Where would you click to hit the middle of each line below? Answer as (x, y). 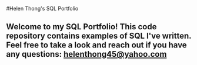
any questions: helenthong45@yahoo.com (86, 54)
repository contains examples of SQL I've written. (99, 36)
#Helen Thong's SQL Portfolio (42, 8)
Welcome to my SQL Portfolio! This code (81, 27)
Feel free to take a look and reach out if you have (96, 45)
